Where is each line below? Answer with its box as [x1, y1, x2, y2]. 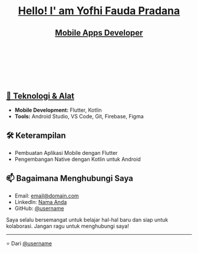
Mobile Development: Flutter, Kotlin [14, 106, 102, 113]
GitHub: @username [14, 205, 64, 212]
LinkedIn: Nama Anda [14, 198, 67, 205]
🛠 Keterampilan [6, 131, 66, 141]
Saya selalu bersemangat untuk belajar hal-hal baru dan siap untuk [6, 216, 169, 223]
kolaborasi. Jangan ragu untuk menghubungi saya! [6, 222, 130, 229]
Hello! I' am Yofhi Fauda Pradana [18, 4, 180, 18]
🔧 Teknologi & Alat [6, 90, 75, 101]
